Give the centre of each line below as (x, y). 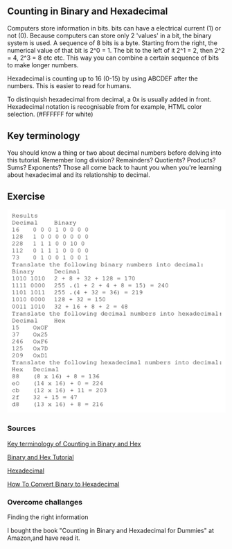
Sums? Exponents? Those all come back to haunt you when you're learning (114, 167)
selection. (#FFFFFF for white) (50, 114)
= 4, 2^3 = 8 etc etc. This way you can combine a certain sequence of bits (113, 58)
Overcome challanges (45, 502)
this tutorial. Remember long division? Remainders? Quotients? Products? (111, 160)
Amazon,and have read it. (44, 538)
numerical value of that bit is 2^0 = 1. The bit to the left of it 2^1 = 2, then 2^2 (116, 50)
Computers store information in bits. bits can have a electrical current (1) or (114, 28)
